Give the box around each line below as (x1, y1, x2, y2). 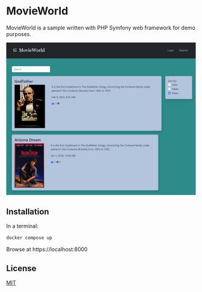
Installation (6, 206, 49, 217)
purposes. (6, 30, 32, 37)
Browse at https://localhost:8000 (6, 246, 88, 253)
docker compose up (6, 235, 52, 241)
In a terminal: (6, 222, 39, 230)
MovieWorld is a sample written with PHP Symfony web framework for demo (6, 24, 195, 31)
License (6, 263, 37, 273)
